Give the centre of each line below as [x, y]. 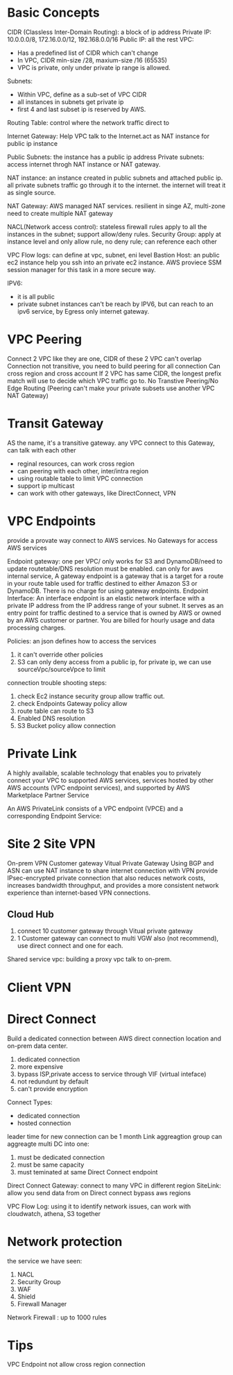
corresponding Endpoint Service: [54, 816]
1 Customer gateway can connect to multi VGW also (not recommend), [118, 938]
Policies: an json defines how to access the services [82, 641]
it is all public [36, 296]
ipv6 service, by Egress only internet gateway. [83, 311]
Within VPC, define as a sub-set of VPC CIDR [82, 94]
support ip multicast [46, 486]
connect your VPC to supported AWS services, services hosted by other [110, 780]
